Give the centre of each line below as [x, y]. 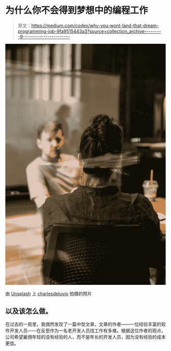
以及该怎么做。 [29, 311]
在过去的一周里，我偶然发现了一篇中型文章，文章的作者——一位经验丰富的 [83, 325]
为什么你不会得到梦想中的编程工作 [77, 10]
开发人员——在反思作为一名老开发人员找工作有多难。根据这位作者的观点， [88, 331]
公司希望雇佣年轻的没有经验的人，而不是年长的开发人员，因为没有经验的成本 [85, 337]
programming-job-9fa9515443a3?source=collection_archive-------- [89, 31]
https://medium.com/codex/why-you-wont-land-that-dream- [95, 25]
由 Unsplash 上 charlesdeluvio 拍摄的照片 [49, 293]
